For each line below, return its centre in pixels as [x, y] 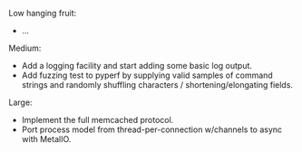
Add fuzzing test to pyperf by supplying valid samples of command [147, 75]
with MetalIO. [46, 139]
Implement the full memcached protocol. [97, 120]
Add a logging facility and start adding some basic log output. [137, 66]
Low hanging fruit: [43, 13]
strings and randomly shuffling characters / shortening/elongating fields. [157, 85]
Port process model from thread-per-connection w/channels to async [152, 129]
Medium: [25, 48]
